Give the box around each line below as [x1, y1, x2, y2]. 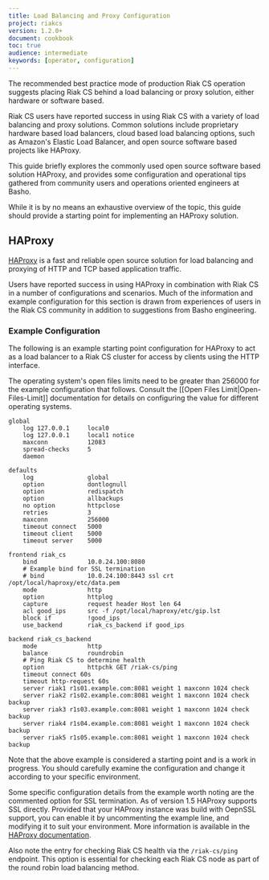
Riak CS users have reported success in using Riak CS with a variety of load [8, 111, 259, 121]
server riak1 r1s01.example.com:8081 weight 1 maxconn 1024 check [22, 684, 250, 692]
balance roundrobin [22, 649, 124, 657]
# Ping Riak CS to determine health [22, 656, 146, 664]
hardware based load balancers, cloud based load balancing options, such [8, 128, 255, 137]
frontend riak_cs [8, 551, 67, 559]
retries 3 [22, 508, 92, 517]
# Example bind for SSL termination [22, 564, 146, 573]
